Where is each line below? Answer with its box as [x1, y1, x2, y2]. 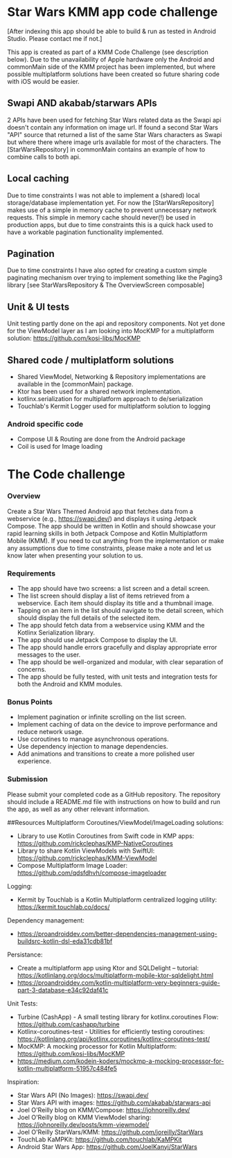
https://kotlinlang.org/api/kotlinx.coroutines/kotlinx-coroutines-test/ [17, 1035, 210, 1043]
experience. [17, 757, 52, 765]
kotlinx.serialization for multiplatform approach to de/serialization [17, 395, 203, 402]
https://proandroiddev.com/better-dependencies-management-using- [17, 929, 218, 938]
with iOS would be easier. [7, 77, 80, 85]
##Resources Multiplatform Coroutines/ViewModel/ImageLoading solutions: [7, 818, 224, 826]
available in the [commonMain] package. [17, 380, 134, 388]
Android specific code [7, 419, 84, 429]
